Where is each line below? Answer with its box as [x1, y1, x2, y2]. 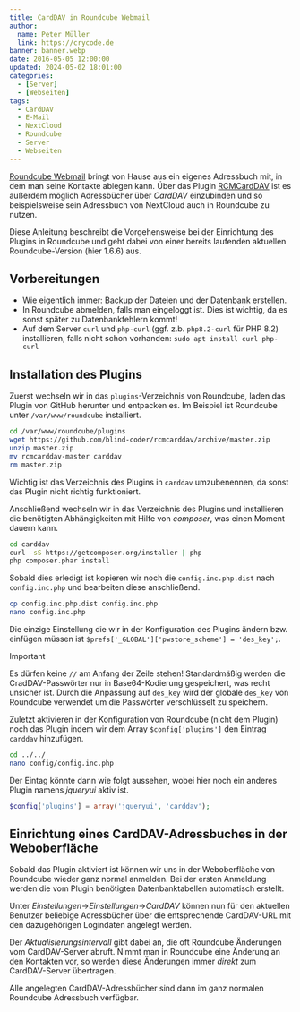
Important [9, 651, 46, 661]
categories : [9, 72, 54, 81]
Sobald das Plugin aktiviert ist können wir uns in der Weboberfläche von [9, 864, 276, 875]
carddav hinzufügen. [9, 733, 84, 743]
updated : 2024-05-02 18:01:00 [9, 64, 123, 73]
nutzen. [9, 209, 38, 219]
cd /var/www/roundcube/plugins [9, 427, 126, 436]
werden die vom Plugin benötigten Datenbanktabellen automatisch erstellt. [9, 883, 285, 894]
